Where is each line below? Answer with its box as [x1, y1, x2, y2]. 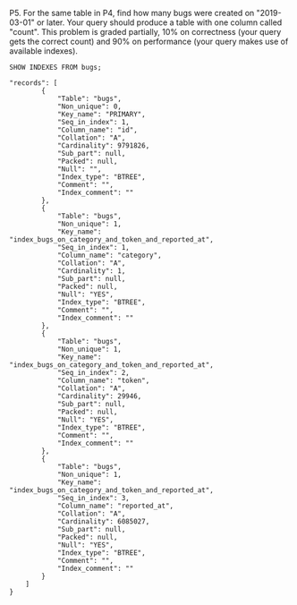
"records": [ [9, 79, 58, 88]
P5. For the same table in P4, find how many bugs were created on [9, 8, 255, 18]
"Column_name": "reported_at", [56, 501, 174, 510]
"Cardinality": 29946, [56, 392, 142, 401]
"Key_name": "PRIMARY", [56, 110, 146, 119]
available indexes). [9, 46, 79, 56]
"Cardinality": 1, [56, 267, 126, 276]
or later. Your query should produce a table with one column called [36, 17, 283, 28]
